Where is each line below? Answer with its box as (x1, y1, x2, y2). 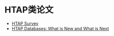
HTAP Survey (11, 20, 38, 26)
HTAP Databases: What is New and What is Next (11, 25, 109, 31)
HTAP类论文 (4, 4, 54, 15)
